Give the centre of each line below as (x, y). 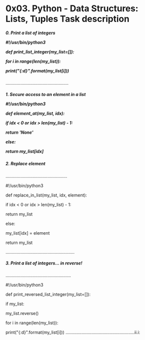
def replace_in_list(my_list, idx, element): (46, 195)
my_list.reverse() (22, 314)
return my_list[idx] (25, 151)
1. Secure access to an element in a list (46, 94)
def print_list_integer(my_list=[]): (40, 51)
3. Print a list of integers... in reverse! (44, 263)
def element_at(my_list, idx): (35, 113)
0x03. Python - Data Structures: (72, 9)
